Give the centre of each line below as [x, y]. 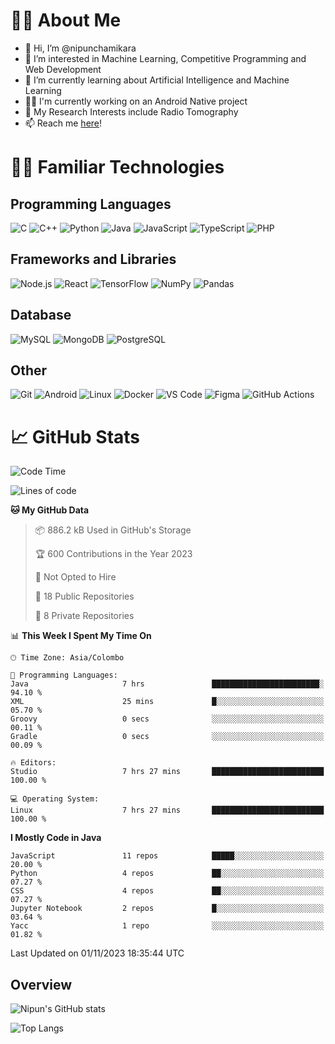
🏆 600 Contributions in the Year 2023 [113, 554]
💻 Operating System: [55, 799]
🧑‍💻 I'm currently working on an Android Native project [136, 101]
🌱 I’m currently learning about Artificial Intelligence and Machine [157, 80]
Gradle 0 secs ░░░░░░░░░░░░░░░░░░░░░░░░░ [167, 737]
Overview [41, 984]
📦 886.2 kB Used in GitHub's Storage [113, 530]
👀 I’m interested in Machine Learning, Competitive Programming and [165, 58]
